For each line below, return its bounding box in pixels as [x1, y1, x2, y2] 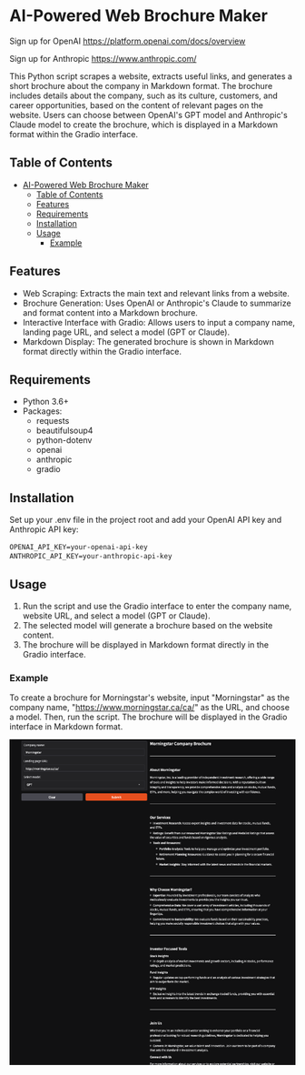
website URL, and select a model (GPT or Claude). [22, 610, 211, 621]
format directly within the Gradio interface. [22, 346, 182, 357]
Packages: [22, 406, 63, 417]
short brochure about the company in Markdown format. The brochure [9, 80, 273, 91]
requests [35, 416, 70, 427]
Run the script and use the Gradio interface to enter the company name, [22, 601, 292, 611]
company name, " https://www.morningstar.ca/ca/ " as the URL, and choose [9, 702, 290, 713]
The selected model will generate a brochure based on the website [22, 620, 273, 630]
